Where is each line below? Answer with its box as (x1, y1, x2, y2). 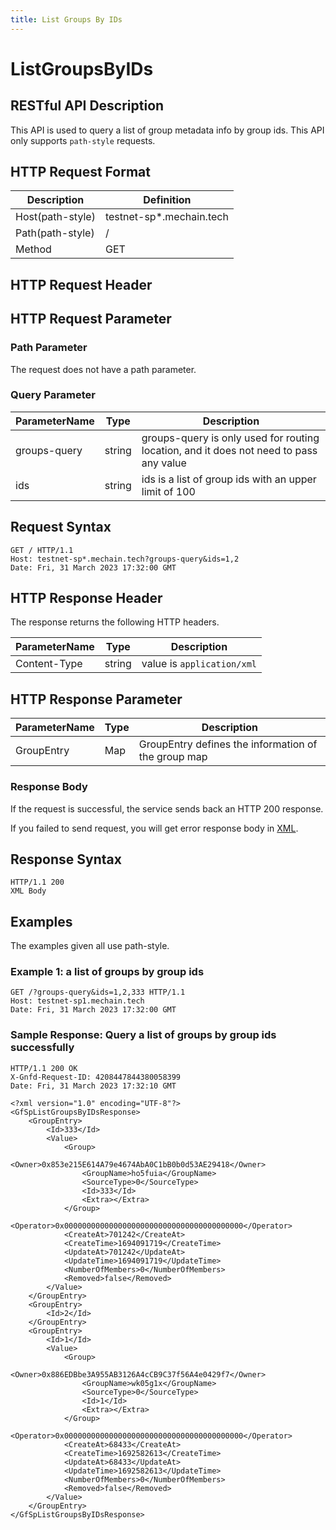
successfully (10, 1041, 75, 1055)
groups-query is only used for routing (141, 431, 320, 445)
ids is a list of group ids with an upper (141, 472, 317, 486)
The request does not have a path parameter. (10, 363, 197, 375)
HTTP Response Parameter (10, 691, 183, 708)
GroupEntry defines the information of (138, 737, 318, 751)
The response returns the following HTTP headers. (10, 616, 220, 628)
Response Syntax (10, 851, 122, 868)
